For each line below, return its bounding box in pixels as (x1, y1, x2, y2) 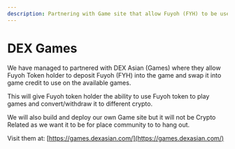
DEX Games (7, 40, 78, 56)
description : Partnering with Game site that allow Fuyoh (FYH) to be (7, 10, 218, 17)
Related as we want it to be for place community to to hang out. (7, 120, 190, 129)
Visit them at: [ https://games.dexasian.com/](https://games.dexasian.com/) (7, 134, 225, 142)
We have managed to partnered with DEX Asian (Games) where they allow (7, 64, 222, 72)
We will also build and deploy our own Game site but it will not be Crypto (7, 113, 216, 121)
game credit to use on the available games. (7, 78, 131, 87)
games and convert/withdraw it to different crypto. (7, 99, 152, 108)
